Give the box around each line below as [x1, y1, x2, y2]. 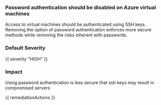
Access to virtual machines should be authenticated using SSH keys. [5, 21, 146, 27]
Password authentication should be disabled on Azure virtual [5, 4, 156, 11]
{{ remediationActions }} [5, 94, 55, 101]
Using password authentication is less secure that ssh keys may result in [5, 79, 155, 86]
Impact [5, 68, 23, 75]
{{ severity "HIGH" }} [5, 56, 48, 62]
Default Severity [5, 44, 46, 51]
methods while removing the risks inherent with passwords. [5, 32, 128, 38]
